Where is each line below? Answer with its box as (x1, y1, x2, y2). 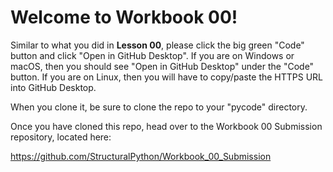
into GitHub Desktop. (10, 81, 97, 93)
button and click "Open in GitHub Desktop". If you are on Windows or (10, 49, 295, 61)
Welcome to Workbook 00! (10, 6, 238, 29)
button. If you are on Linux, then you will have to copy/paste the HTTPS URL (10, 71, 324, 83)
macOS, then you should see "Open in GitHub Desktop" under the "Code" (10, 60, 315, 72)
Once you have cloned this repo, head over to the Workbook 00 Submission (10, 120, 323, 132)
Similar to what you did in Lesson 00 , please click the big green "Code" (10, 39, 305, 51)
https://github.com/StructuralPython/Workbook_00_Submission (10, 150, 272, 162)
